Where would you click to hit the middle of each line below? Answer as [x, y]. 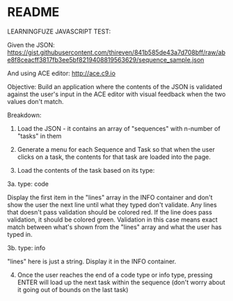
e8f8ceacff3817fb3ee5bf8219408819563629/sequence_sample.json [106, 59]
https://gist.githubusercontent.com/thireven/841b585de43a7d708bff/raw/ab [116, 52]
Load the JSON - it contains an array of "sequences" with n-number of [119, 128]
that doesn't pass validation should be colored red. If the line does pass [110, 212]
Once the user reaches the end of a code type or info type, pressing [115, 275]
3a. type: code [28, 184]
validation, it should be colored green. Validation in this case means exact [112, 219]
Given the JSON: [31, 45]
